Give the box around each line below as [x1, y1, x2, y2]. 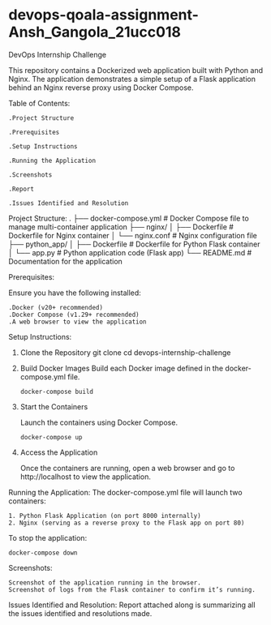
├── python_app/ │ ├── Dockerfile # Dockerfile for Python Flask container [8, 239, 260, 249]
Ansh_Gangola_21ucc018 [8, 23, 181, 41]
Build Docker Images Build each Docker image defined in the [19, 363, 224, 373]
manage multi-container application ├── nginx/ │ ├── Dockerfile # [8, 221, 234, 232]
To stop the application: [8, 533, 88, 542]
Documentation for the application [8, 256, 123, 266]
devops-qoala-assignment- [8, 6, 199, 24]
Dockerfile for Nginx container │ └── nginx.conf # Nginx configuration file [8, 230, 258, 240]
